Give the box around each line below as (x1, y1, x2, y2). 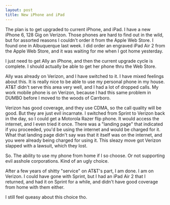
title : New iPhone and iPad (5, 12, 65, 17)
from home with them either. (5, 184, 65, 190)
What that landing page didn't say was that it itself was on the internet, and (5, 132, 162, 138)
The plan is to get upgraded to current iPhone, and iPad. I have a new (5, 26, 151, 32)
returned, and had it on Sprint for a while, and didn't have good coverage (5, 178, 158, 185)
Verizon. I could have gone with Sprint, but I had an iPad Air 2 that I (5, 173, 146, 179)
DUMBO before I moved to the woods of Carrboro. (5, 95, 111, 101)
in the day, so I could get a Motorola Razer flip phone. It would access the (5, 115, 159, 121)
